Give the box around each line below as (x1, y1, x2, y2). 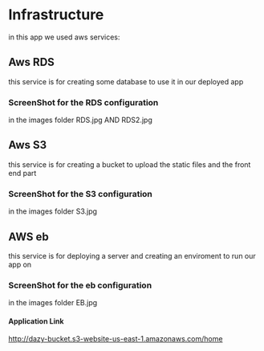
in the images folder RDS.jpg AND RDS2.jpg (8, 115, 152, 125)
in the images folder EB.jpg (8, 298, 98, 308)
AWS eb (8, 230, 50, 243)
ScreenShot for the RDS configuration (8, 96, 159, 108)
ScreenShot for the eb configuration (8, 280, 152, 291)
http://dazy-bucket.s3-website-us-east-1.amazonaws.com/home (8, 334, 223, 344)
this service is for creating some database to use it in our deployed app (8, 76, 244, 86)
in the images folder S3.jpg (8, 206, 98, 216)
